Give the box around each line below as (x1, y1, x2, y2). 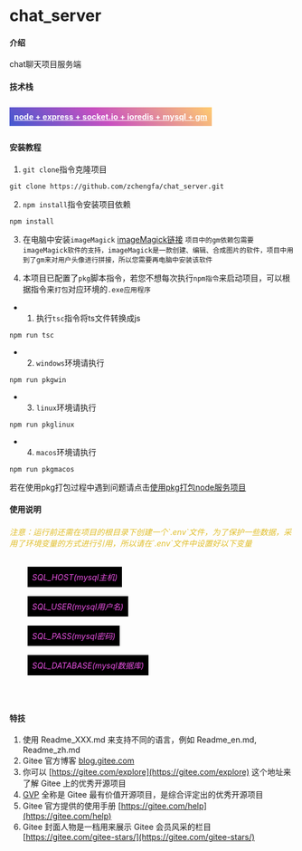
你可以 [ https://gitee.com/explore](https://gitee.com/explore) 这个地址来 (22, 767, 292, 778)
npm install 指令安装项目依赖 (22, 198, 131, 209)
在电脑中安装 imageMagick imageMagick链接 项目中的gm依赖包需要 (22, 234, 255, 244)
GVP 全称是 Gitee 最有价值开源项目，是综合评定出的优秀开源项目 (22, 789, 264, 800)
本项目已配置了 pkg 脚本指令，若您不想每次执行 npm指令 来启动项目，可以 (22, 273, 283, 283)
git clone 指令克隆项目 (22, 164, 108, 175)
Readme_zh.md (22, 744, 81, 756)
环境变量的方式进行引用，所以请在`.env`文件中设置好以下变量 (24, 538, 253, 549)
